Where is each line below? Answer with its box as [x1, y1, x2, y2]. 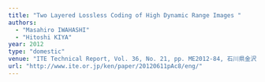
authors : [8, 19, 37, 27]
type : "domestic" [8, 48, 65, 55]
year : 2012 [8, 41, 44, 48]
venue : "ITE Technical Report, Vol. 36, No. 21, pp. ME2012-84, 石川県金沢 [8, 55, 257, 63]
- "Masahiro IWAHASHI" [15, 26, 90, 34]
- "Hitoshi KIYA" [15, 33, 73, 41]
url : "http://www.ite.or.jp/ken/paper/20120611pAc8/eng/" [8, 62, 203, 70]
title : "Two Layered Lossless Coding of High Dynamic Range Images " [8, 11, 242, 20]
